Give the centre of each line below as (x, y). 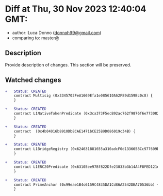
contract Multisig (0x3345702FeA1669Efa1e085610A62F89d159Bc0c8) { (83, 96)
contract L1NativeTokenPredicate (48, 114)
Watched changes (33, 80)
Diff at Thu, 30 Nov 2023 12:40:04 (76, 9)
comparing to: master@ (36, 38)
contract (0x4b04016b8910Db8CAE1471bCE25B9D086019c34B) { (75, 131)
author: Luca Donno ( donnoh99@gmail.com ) (57, 33)
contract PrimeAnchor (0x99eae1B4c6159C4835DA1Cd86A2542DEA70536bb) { (87, 185)
